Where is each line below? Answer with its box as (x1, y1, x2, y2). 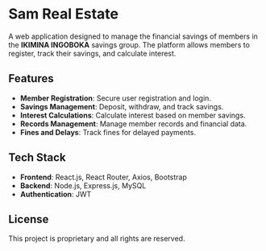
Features (8, 72, 54, 85)
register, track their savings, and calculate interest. (8, 48, 177, 58)
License (8, 212, 49, 226)
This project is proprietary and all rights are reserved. (8, 234, 185, 244)
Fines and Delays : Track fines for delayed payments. (19, 127, 196, 137)
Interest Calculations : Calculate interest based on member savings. (19, 110, 246, 120)
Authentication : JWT (19, 189, 92, 199)
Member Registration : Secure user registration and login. (19, 93, 212, 103)
